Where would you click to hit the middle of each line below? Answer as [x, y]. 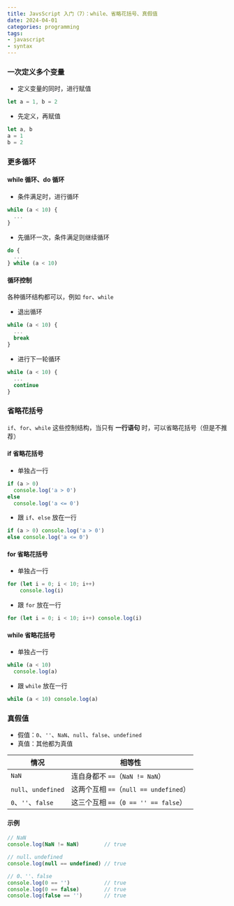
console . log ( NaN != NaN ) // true [67, 844]
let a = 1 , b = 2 [32, 102]
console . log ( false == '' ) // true [67, 896]
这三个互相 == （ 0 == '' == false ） [129, 802]
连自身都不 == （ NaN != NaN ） [118, 776]
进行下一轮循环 [39, 358]
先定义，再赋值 [39, 116]
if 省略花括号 [25, 454]
